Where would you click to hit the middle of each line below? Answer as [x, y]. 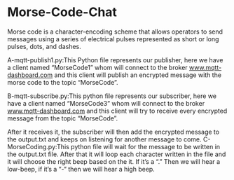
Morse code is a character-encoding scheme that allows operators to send [115, 32]
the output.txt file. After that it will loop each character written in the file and [117, 154]
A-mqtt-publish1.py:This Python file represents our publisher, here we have [115, 60]
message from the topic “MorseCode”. [63, 118]
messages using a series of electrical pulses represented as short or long [113, 39]
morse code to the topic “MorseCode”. [63, 82]
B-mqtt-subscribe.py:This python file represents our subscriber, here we [112, 96]
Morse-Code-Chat [62, 12]
